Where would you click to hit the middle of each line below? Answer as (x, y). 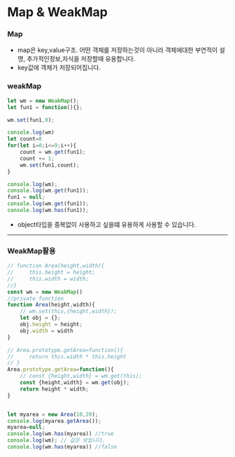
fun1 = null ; (26, 197)
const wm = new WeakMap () (45, 292)
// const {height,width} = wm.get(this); (81, 376)
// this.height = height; (51, 273)
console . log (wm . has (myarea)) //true (60, 434)
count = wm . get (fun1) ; (53, 152)
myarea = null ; (26, 428)
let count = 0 (24, 139)
